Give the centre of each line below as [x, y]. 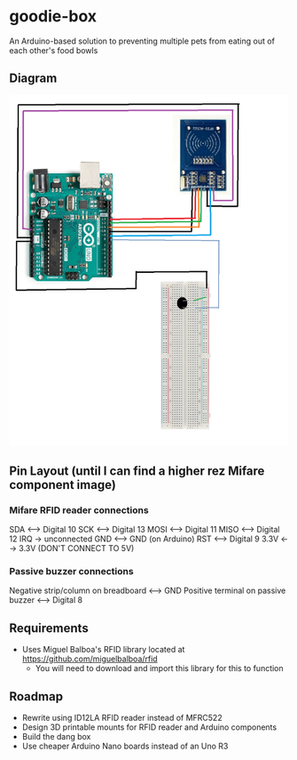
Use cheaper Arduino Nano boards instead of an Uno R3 [125, 746]
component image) [63, 485]
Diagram [33, 79]
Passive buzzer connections [72, 572]
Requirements [49, 628]
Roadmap [36, 696]
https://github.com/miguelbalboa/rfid [90, 659]
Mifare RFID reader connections [79, 510]
